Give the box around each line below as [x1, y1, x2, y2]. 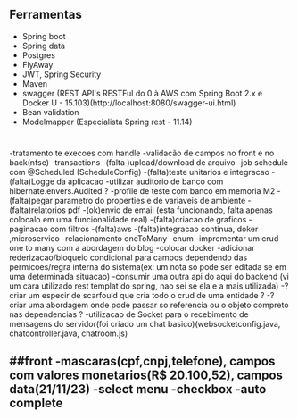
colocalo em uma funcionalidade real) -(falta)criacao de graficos [9, 214, 247, 224]
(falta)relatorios [9, 205, 67, 215]
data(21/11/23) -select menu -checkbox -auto [9, 381, 267, 397]
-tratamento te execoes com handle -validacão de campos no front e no [9, 147, 275, 158]
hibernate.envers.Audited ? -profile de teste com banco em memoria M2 [9, 186, 276, 196]
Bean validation [21, 106, 79, 117]
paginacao [9, 223, 49, 234]
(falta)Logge [9, 176, 55, 187]
